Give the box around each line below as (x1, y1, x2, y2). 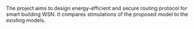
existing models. (6, 17, 46, 23)
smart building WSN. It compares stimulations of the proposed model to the (6, 11, 189, 18)
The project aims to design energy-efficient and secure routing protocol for (6, 5, 188, 11)
